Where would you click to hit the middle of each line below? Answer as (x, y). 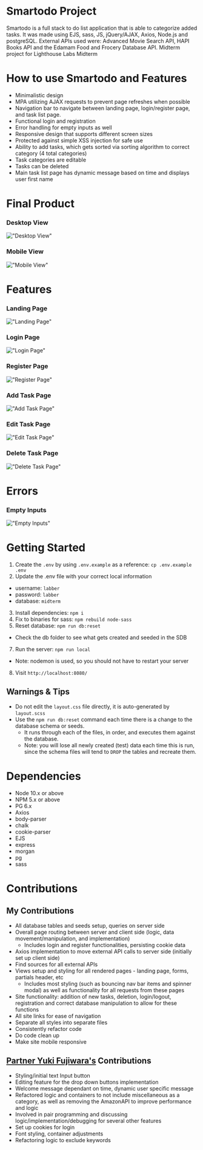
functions (27, 1009)
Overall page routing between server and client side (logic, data (95, 932)
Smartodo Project (52, 11)
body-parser (31, 819)
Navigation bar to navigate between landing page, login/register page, (102, 108)
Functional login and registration (55, 121)
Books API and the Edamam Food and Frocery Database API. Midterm (93, 47)
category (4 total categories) (51, 153)
